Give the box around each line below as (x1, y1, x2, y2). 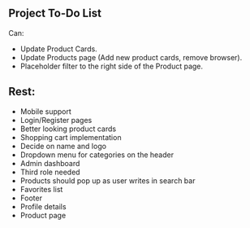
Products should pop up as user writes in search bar (19, 175, 196, 186)
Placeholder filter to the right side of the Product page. (19, 61, 204, 71)
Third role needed (19, 167, 80, 177)
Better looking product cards (19, 124, 116, 134)
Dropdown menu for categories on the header (19, 150, 175, 160)
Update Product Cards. (19, 44, 97, 54)
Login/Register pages (19, 115, 93, 125)
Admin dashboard (19, 158, 80, 168)
